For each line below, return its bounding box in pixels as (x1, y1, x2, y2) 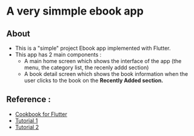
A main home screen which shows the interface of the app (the (24, 58, 182, 64)
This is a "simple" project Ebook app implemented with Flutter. (15, 44, 171, 52)
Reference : (6, 94, 51, 104)
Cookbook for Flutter (15, 110, 68, 118)
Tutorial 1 (15, 117, 38, 124)
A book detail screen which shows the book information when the (24, 70, 189, 77)
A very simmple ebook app (6, 4, 144, 18)
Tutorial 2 (15, 123, 39, 131)
